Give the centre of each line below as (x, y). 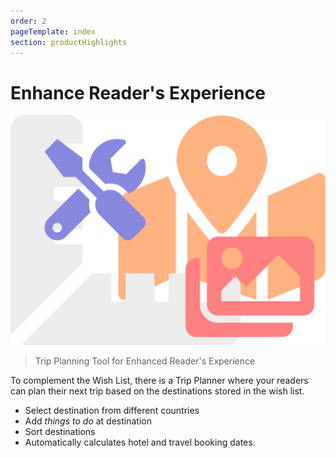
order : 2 (28, 21)
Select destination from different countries (112, 410)
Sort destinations (60, 431)
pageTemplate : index (53, 31)
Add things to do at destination (88, 421)
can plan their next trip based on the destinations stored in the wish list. (157, 391)
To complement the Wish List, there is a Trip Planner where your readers (159, 380)
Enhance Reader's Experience (138, 92)
